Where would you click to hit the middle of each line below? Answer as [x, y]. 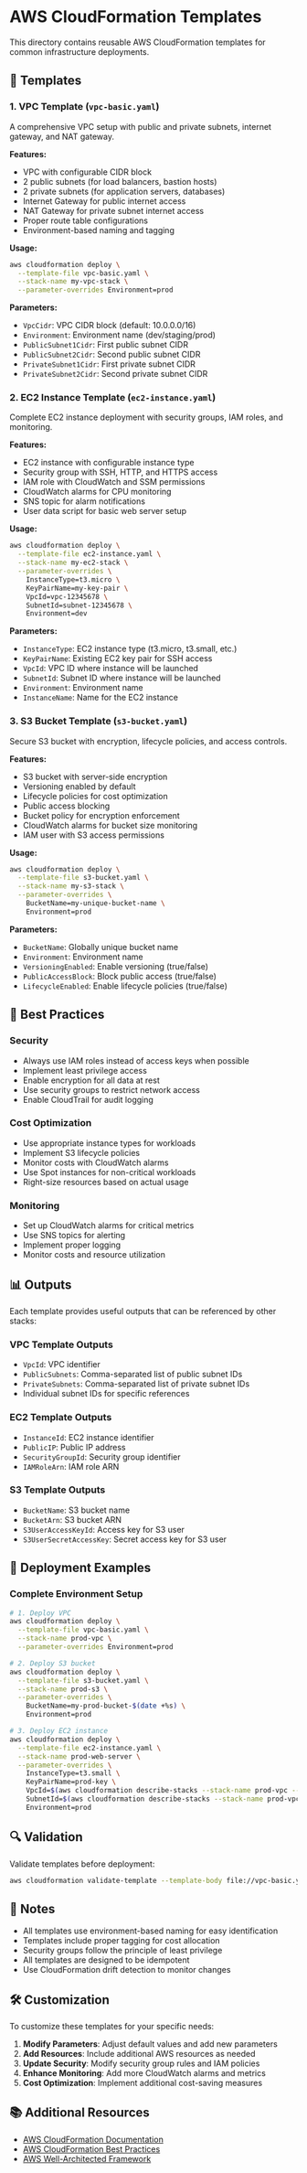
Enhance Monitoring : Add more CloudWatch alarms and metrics [144, 2073]
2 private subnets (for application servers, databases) [124, 191]
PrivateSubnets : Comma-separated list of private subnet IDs [136, 1384]
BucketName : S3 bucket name [76, 1510]
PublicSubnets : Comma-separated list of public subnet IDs [132, 1375]
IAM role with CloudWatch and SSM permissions [114, 482]
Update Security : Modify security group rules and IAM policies [141, 2063]
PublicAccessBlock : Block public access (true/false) [120, 976]
